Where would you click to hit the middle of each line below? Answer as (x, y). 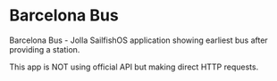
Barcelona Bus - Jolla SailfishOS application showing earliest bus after (138, 40)
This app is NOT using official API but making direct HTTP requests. (134, 67)
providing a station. (45, 49)
